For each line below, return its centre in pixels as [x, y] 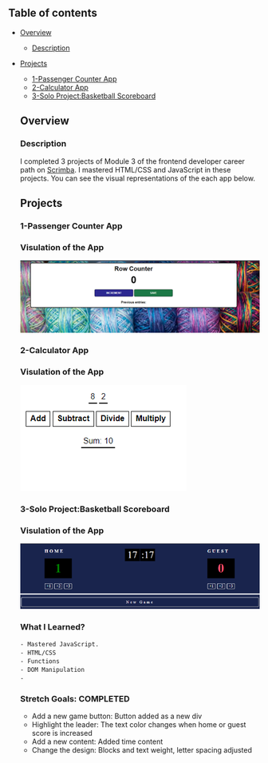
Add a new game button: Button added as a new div [117, 716]
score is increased [62, 733]
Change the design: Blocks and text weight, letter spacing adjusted [142, 750]
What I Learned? [52, 627]
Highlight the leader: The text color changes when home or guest [139, 725]
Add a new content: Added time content [97, 741]
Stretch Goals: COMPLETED [75, 698]
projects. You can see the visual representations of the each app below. [137, 178]
